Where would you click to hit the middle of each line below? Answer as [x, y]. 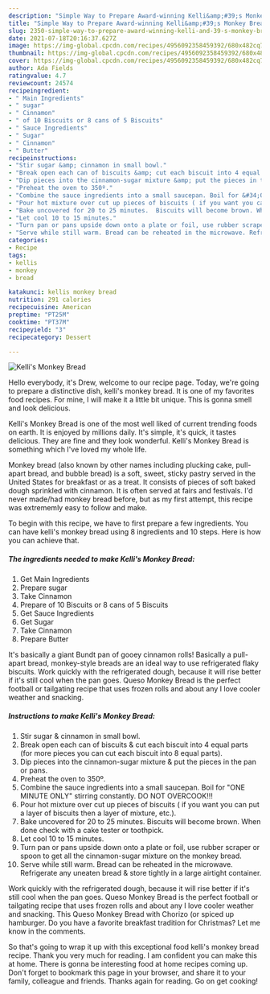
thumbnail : [27, 53]
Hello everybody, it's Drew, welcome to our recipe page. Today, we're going [134, 382]
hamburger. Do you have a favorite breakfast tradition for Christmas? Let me [135, 923]
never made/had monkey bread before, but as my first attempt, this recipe [131, 499]
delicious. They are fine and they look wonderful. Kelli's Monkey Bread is [129, 441]
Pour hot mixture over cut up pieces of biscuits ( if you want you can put [139, 805]
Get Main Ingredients [55, 579]
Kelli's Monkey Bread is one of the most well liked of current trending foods [133, 424]
